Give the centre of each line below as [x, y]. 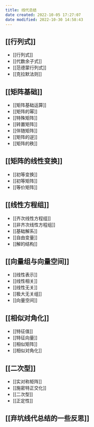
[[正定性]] [23, 401]
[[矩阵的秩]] [25, 143]
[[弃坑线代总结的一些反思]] [47, 419]
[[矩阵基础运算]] [30, 105]
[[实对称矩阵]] [27, 381]
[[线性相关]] [25, 281]
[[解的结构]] [25, 244]
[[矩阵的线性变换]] [34, 161]
